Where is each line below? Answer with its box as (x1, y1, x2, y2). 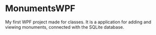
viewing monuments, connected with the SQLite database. (5, 24, 124, 30)
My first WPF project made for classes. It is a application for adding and (5, 19, 152, 25)
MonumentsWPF (5, 3, 76, 14)
